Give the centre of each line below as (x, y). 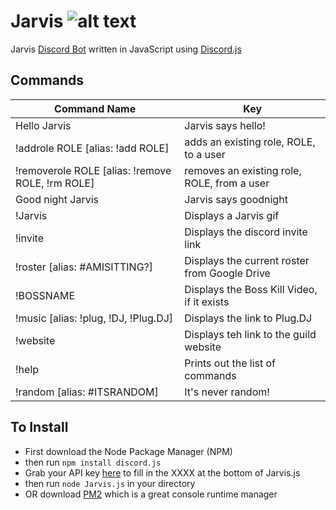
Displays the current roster (247, 260)
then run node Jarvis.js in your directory (110, 483)
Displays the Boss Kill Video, (251, 289)
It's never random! (227, 392)
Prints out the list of (230, 363)
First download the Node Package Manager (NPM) (128, 451)
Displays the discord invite (246, 232)
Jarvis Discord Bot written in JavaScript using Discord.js (126, 49)
